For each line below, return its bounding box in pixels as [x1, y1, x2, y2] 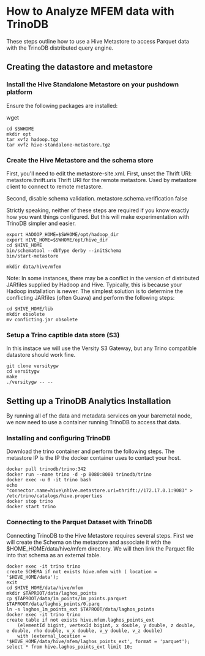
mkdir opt [6, 131, 32, 137]
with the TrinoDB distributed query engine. [6, 44, 114, 51]
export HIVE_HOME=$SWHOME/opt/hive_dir [6, 237, 108, 243]
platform [6, 88, 32, 96]
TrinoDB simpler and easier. [6, 219, 76, 227]
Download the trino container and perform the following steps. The [6, 448, 175, 455]
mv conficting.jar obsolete [6, 316, 78, 322]
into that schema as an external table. [6, 551, 101, 559]
